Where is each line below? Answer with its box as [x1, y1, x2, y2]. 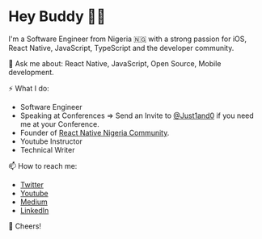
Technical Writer [19, 145, 75, 154]
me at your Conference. [19, 119, 99, 128]
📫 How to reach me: [8, 161, 78, 170]
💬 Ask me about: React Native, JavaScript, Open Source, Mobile [8, 58, 222, 68]
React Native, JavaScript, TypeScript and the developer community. [8, 43, 235, 52]
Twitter [19, 179, 44, 189]
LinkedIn [19, 205, 49, 215]
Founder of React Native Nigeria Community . [19, 128, 170, 137]
